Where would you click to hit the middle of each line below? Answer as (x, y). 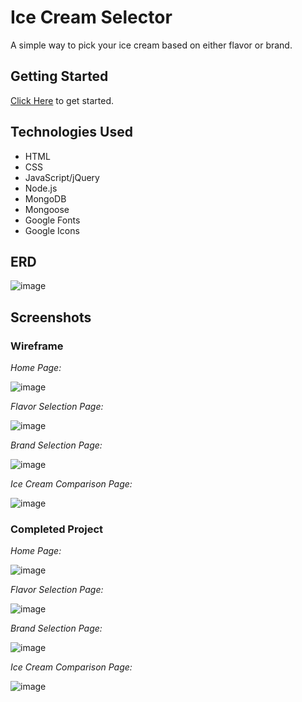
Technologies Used (71, 132)
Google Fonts (52, 220)
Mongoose (47, 209)
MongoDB (45, 198)
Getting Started (59, 76)
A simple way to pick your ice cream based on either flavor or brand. (151, 45)
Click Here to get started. (62, 100)
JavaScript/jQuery (62, 177)
